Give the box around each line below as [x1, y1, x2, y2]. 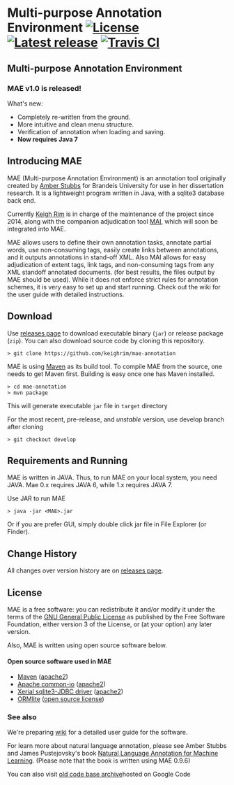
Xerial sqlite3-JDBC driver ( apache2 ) [17, 687, 124, 696]
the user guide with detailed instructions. [7, 290, 125, 298]
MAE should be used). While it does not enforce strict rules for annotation [7, 275, 219, 284]
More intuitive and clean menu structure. [17, 120, 134, 129]
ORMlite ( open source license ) [17, 695, 104, 703]
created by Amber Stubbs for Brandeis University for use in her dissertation [7, 181, 224, 189]
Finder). [7, 528, 30, 536]
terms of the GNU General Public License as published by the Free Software [7, 612, 226, 621]
